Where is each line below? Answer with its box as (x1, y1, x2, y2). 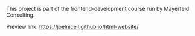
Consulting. (6, 11, 35, 19)
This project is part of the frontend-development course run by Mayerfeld (6, 5, 190, 12)
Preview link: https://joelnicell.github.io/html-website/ (6, 23, 139, 30)
